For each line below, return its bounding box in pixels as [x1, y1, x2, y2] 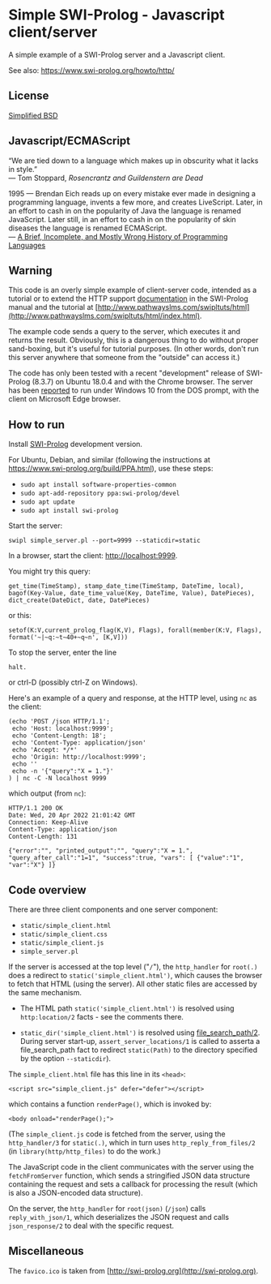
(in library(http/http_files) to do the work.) [8, 1146, 162, 1156]
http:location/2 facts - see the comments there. [19, 1012, 184, 1021]
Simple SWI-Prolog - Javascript [8, 6, 225, 24]
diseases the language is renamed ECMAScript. [8, 223, 167, 233]
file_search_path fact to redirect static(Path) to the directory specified [19, 1045, 258, 1054]
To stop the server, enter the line [8, 647, 117, 658]
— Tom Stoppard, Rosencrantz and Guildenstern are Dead [8, 173, 204, 183]
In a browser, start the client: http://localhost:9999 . [8, 551, 178, 560]
